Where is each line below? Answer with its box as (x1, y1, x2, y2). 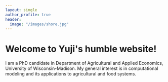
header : (5, 17, 22, 22)
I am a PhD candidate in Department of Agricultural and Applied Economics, (5, 60, 163, 66)
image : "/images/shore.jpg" (10, 21, 69, 27)
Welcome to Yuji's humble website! (5, 44, 157, 55)
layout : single (5, 7, 37, 13)
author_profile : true (5, 12, 51, 17)
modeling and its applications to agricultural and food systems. (5, 71, 137, 77)
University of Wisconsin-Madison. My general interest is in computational (5, 65, 158, 71)
